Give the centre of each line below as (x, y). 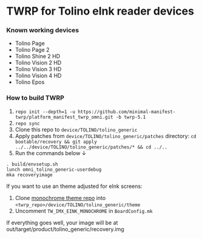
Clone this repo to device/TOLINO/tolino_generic (76, 130)
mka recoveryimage (29, 175)
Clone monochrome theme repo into (60, 198)
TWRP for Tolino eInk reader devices (100, 11)
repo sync (28, 123)
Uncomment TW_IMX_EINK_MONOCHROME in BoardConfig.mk (84, 210)
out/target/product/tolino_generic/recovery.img (65, 229)
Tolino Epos (30, 82)
